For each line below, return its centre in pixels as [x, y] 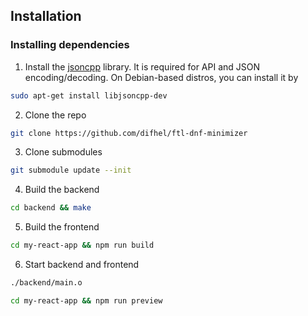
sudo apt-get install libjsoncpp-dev [89, 95]
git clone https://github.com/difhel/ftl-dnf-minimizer [129, 133]
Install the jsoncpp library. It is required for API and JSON [142, 66]
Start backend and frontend [82, 265]
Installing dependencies [70, 45]
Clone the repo [55, 115]
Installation [46, 16]
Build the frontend [62, 227]
